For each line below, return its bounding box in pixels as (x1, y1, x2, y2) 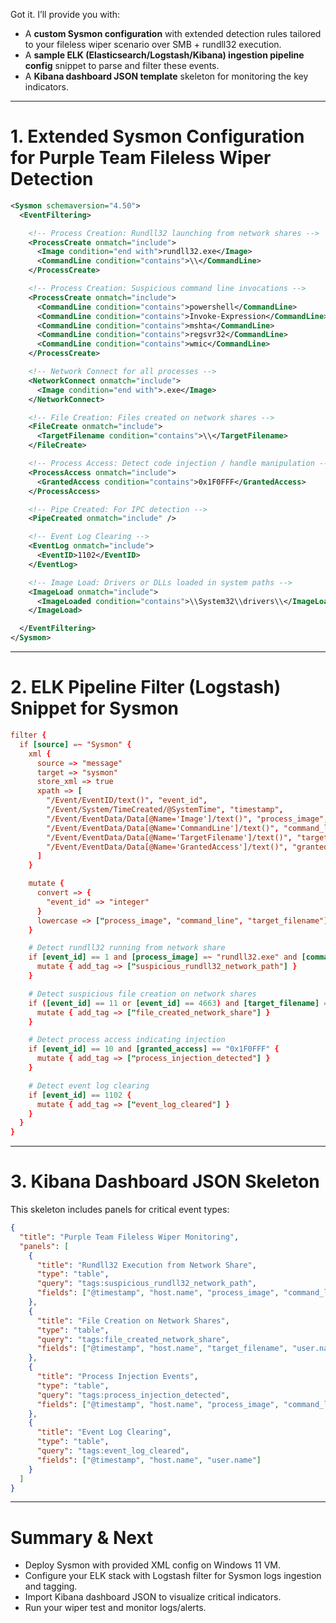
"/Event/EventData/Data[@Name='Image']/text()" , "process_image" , (46, 814, 329, 824)
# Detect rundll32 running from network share (28, 943, 226, 953)
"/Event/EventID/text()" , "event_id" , (46, 795, 208, 806)
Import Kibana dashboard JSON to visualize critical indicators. (24, 1591, 282, 1603)
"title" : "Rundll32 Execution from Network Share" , (36, 1260, 257, 1270)
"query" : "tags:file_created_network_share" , (36, 1334, 230, 1344)
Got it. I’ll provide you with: (10, 9, 121, 20)
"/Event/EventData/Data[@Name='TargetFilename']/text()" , (46, 832, 293, 843)
